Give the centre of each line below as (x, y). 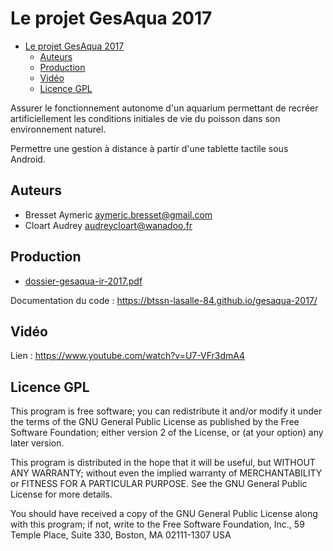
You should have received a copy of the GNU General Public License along (164, 514)
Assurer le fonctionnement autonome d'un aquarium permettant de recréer (164, 108)
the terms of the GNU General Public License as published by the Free (155, 422)
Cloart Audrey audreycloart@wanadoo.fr (108, 225)
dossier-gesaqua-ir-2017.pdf (83, 281)
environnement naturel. (58, 129)
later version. (37, 443)
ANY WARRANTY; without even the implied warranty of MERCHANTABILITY (166, 473)
